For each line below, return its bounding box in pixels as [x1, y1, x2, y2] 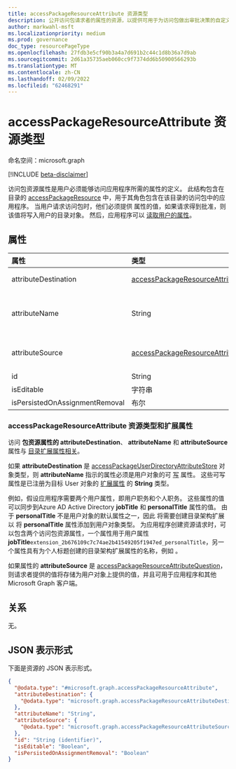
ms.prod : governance [8, 36, 69, 43]
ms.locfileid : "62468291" [8, 82, 83, 89]
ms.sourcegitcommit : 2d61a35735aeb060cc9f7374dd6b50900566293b [8, 56, 197, 63]
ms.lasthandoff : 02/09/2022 [8, 75, 90, 83]
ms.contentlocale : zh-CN [8, 69, 81, 76]
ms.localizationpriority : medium [8, 29, 106, 37]
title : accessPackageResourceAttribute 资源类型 [8, 10, 148, 18]
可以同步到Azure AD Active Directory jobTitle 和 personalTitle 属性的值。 [8, 503, 220, 511]
